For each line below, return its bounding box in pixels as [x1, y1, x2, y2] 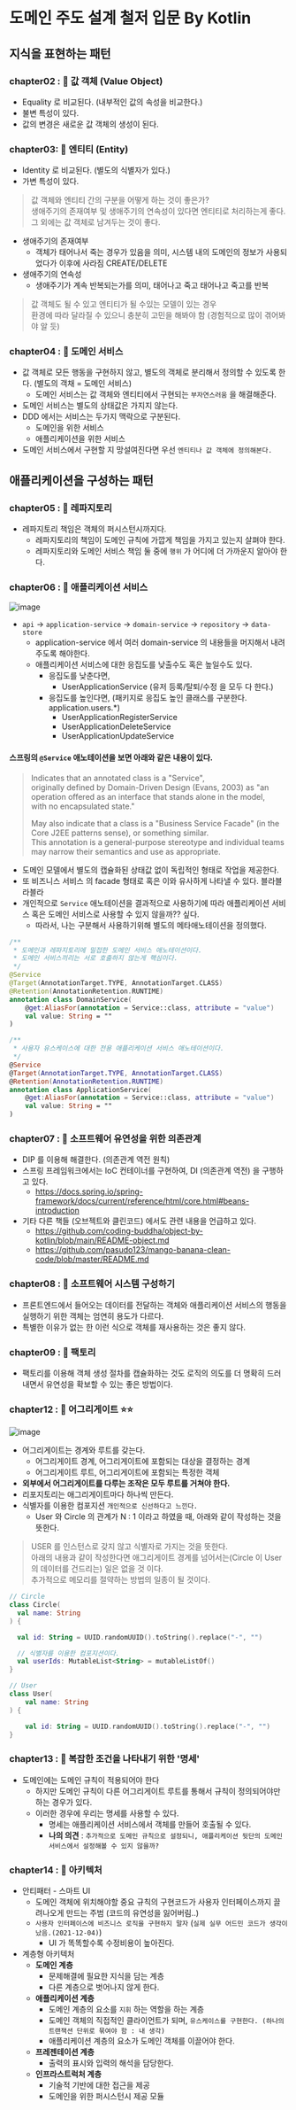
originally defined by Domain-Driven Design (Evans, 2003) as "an [30, 781, 269, 793]
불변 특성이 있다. [21, 107, 80, 118]
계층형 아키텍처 [21, 1949, 75, 1959]
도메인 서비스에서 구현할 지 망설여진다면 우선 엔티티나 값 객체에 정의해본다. [21, 445, 272, 455]
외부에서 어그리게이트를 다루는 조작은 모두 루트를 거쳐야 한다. [21, 1478, 231, 1489]
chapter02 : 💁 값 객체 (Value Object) [9, 74, 163, 87]
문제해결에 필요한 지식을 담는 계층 [48, 1971, 165, 1982]
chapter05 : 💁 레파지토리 [9, 501, 113, 514]
